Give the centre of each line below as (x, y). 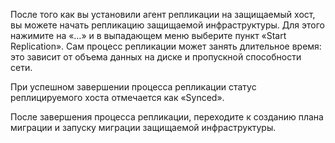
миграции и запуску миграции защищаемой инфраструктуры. (143, 127)
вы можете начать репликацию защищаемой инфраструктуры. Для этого (167, 25)
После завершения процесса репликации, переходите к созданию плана (167, 117)
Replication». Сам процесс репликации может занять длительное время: (166, 46)
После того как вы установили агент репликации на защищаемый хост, (163, 14)
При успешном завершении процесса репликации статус (133, 87)
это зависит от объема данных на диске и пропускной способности (156, 57)
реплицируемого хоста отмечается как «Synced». (117, 97)
